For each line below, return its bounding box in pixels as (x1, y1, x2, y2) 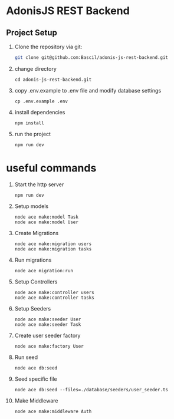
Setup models (14, 202, 49, 210)
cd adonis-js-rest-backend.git (14, 77, 92, 83)
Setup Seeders (14, 305, 51, 312)
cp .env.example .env (14, 98, 68, 104)
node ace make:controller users (14, 289, 94, 295)
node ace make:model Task (14, 214, 78, 220)
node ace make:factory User (14, 343, 84, 349)
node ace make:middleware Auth (14, 408, 92, 414)
